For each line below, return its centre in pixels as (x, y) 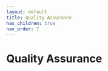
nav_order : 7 (23, 29)
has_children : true (31, 23)
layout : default (27, 12)
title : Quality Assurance (39, 18)
